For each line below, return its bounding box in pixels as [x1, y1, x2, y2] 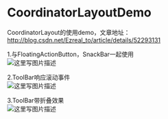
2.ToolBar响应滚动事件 [7, 73, 71, 81]
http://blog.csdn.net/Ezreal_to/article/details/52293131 [7, 36, 161, 44]
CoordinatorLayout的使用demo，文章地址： [7, 28, 130, 36]
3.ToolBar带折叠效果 [7, 96, 64, 104]
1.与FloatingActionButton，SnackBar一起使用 [7, 50, 134, 58]
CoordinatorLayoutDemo [7, 5, 152, 21]
